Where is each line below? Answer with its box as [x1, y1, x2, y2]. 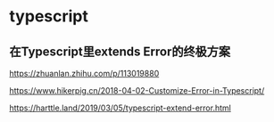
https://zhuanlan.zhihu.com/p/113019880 [9, 69, 160, 78]
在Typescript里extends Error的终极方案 [9, 44, 231, 59]
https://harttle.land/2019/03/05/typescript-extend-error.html [9, 102, 232, 113]
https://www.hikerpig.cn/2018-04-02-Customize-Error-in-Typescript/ [9, 85, 265, 95]
